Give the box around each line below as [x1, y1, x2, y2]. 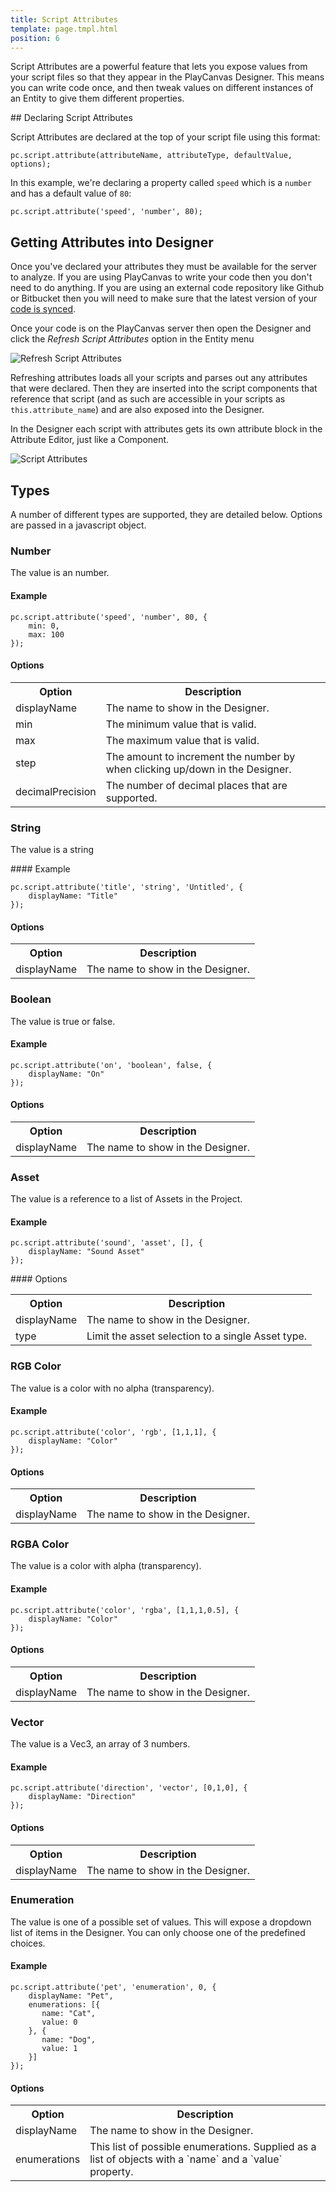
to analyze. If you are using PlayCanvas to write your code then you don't [10, 271, 313, 283]
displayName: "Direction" [28, 1792, 137, 1802]
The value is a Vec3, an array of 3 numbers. [10, 1738, 191, 1750]
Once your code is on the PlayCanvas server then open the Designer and [10, 322, 312, 335]
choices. [10, 1937, 46, 1949]
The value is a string [10, 844, 94, 855]
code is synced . [10, 303, 77, 315]
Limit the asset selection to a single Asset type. [86, 1329, 308, 1343]
